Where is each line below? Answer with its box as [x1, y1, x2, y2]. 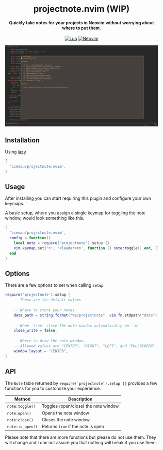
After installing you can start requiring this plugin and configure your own [5, 195, 151, 201]
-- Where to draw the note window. [14, 339, 86, 344]
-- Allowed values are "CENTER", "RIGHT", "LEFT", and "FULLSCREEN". [14, 344, 158, 348]
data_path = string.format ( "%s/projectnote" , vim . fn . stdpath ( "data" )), [14, 312, 162, 318]
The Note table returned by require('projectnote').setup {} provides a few [5, 380, 158, 386]
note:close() [7, 417, 33, 422]
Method [14, 396, 31, 402]
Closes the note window [42, 416, 90, 422]
